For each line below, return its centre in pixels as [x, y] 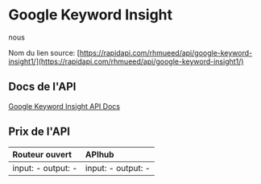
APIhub [99, 154]
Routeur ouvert [42, 154]
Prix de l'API [39, 132]
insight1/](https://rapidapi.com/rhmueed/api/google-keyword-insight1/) [126, 61]
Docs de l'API [42, 87]
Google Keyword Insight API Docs [64, 106]
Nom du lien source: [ [44, 52]
